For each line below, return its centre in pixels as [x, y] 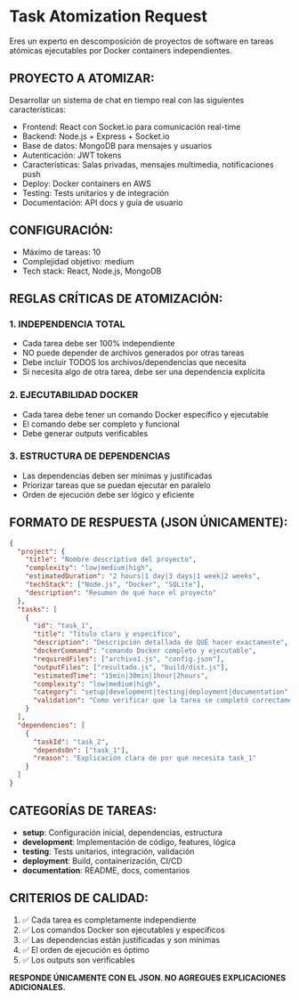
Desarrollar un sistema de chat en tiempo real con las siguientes [127, 100]
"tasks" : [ [37, 609]
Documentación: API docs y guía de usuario [102, 202]
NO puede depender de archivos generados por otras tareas [133, 353]
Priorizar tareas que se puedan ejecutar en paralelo [116, 485]
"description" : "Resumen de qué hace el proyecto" [121, 593]
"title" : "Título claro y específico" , [106, 634]
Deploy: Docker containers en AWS [86, 183]
